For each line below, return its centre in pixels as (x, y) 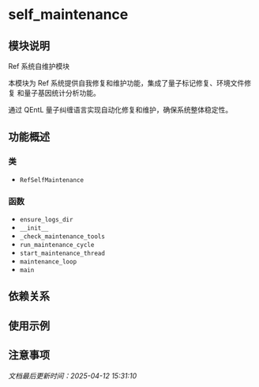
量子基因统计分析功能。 (62, 93)
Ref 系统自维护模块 (39, 66)
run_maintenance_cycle (57, 245)
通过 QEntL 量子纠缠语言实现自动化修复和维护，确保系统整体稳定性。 (120, 110)
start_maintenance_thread (62, 253)
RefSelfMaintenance (52, 180)
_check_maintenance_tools (62, 236)
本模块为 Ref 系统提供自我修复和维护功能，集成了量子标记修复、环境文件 (126, 83)
